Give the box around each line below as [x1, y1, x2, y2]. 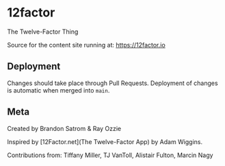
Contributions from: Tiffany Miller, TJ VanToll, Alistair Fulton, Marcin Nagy [7, 151, 213, 159]
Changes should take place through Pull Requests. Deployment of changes [7, 79, 218, 87]
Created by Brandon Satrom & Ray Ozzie [7, 124, 122, 132]
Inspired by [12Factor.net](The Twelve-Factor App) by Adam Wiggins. [7, 137, 203, 145]
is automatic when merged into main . [7, 86, 110, 94]
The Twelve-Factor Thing [7, 27, 79, 36]
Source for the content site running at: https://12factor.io [7, 40, 166, 49]
